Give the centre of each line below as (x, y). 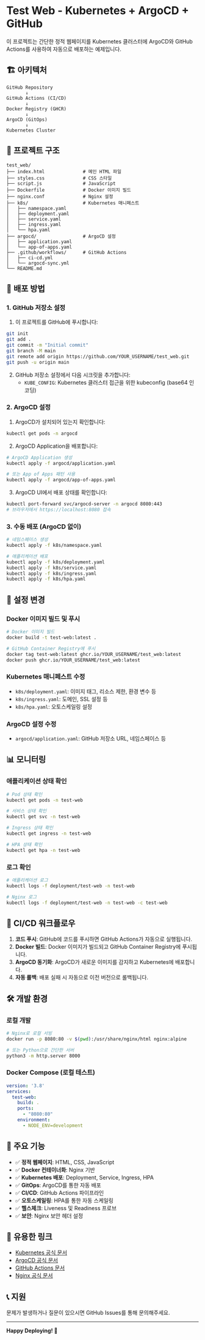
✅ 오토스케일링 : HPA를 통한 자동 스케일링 (64, 1200)
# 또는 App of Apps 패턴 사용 (41, 474)
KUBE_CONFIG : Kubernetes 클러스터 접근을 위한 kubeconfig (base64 (106, 382)
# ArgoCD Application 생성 (39, 457)
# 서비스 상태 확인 (27, 811)
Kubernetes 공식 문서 (41, 1252)
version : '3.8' (26, 1086)
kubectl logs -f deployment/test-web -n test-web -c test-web (87, 903)
